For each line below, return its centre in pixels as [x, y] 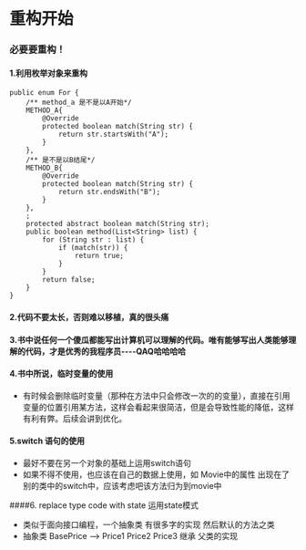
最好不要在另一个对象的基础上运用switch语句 [107, 462]
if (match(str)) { [93, 248]
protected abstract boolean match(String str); [117, 224]
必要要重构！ [38, 49]
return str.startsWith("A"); [113, 135]
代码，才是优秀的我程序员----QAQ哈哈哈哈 [106, 351]
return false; [69, 280]
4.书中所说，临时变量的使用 [61, 374]
